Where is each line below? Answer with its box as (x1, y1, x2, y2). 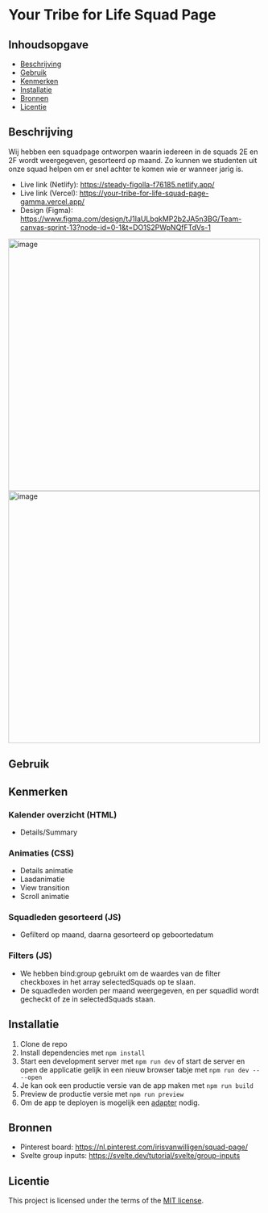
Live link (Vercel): (19, 188, 78, 198)
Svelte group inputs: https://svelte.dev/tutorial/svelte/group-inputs (19, 1151, 241, 1161)
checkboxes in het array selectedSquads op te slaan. (19, 977, 196, 986)
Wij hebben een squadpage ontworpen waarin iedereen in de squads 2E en (8, 147, 259, 157)
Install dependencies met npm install (19, 1048, 146, 1057)
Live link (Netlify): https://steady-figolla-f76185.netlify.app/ (19, 179, 215, 189)
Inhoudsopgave (8, 38, 89, 52)
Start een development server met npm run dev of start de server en (19, 1056, 245, 1066)
